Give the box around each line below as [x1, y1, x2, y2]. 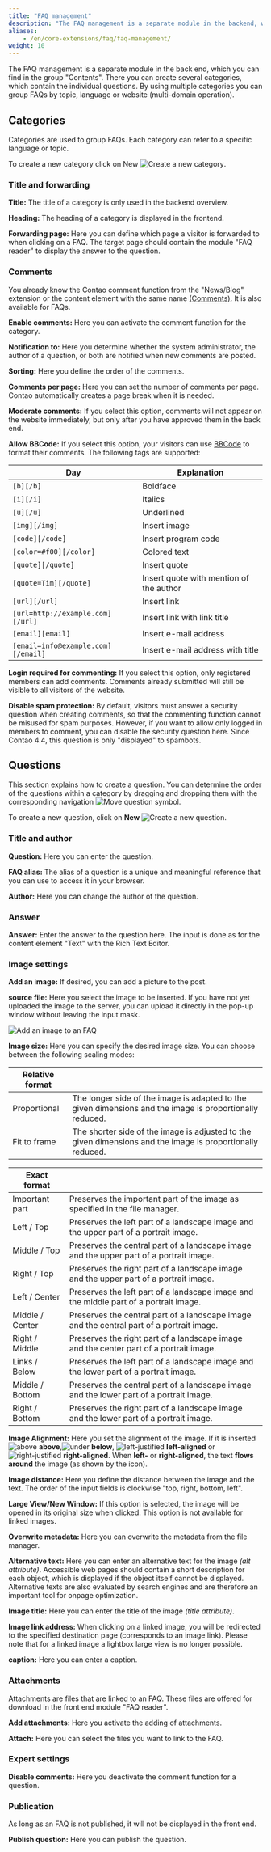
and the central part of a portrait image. [69, 1320, 219, 1331]
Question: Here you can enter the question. [8, 851, 154, 861]
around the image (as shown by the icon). [8, 1459, 148, 1469]
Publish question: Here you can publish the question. [8, 1835, 187, 1845]
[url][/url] [12, 596, 59, 606]
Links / [12, 1356, 38, 1368]
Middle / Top [12, 1245, 60, 1256]
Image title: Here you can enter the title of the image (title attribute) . [8, 1606, 236, 1616]
